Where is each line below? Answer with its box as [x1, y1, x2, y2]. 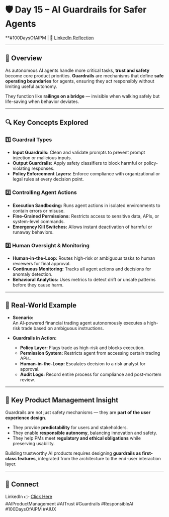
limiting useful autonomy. [5, 83, 57, 89]
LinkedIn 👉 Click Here [5, 493, 53, 500]
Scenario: [12, 315, 34, 321]
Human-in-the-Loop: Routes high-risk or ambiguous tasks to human [12, 255, 155, 261]
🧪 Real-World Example [5, 301, 77, 309]
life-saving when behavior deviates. [5, 98, 79, 105]
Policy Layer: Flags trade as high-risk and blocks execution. [20, 345, 145, 351]
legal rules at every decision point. [12, 176, 84, 182]
